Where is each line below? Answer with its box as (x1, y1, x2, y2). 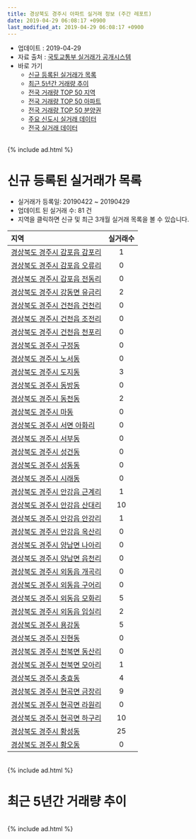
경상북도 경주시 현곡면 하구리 (11, 713, 102, 723)
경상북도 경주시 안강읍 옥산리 (11, 527, 102, 537)
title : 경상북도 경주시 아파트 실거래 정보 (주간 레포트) (7, 10, 152, 18)
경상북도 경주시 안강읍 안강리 (11, 514, 102, 524)
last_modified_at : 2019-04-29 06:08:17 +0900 (7, 23, 144, 31)
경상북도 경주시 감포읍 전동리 (11, 274, 102, 284)
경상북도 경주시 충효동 (11, 674, 80, 684)
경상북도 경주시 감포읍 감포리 (11, 248, 102, 258)
